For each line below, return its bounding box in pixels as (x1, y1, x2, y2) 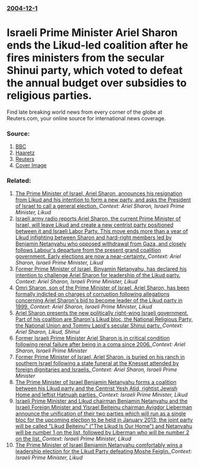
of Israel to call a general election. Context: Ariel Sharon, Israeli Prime (15, 202, 185, 210)
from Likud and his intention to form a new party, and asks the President (15, 197, 191, 204)
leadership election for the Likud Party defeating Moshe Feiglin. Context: (15, 448, 193, 455)
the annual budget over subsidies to (6, 76, 187, 90)
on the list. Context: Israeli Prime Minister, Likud (15, 435, 132, 442)
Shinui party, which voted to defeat (6, 64, 183, 78)
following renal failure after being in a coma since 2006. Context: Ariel (15, 341, 185, 348)
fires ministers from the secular (6, 51, 165, 65)
